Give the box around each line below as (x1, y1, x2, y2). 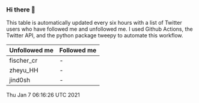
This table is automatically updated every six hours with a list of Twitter (6, 19, 182, 27)
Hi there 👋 (6, 5, 36, 14)
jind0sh (9, 76, 31, 84)
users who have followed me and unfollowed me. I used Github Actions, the (6, 25, 194, 33)
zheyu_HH (9, 66, 38, 75)
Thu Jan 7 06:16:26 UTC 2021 (6, 92, 80, 99)
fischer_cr (9, 57, 38, 65)
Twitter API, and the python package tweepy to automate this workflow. (6, 32, 183, 39)
